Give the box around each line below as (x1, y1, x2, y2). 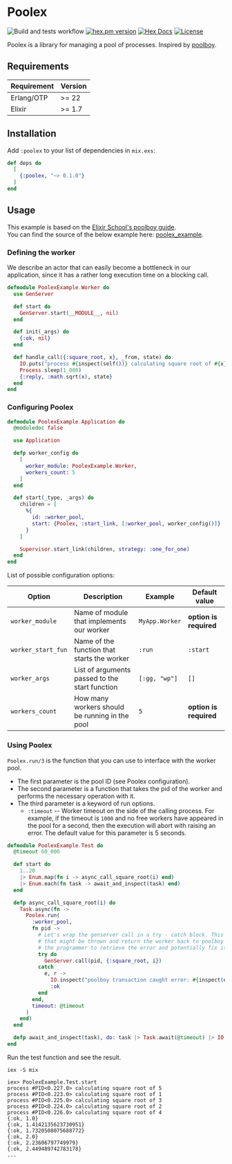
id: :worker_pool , (32, 514, 85, 521)
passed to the (73, 674, 119, 684)
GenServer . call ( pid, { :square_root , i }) (43, 957, 162, 964)
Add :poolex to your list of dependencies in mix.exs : (7, 146, 155, 155)
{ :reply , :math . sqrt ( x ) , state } (19, 373, 113, 380)
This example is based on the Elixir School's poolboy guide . (7, 223, 177, 231)
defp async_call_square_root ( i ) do (13, 899, 116, 906)
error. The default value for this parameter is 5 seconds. (27, 828, 186, 837)
